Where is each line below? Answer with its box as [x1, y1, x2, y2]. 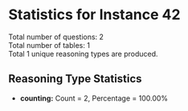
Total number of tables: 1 [8, 40, 91, 50]
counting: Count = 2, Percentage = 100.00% [19, 93, 169, 103]
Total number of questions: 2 [8, 32, 104, 42]
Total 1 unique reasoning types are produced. [8, 49, 158, 58]
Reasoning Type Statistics [8, 72, 142, 85]
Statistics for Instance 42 [8, 6, 181, 24]
